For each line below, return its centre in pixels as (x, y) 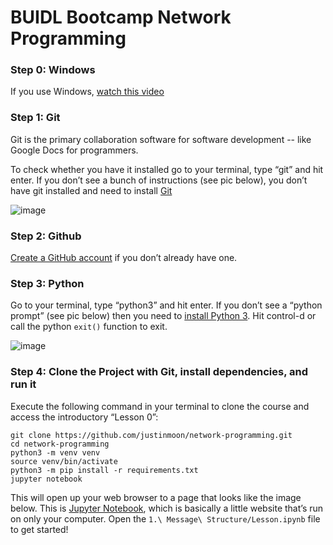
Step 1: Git (35, 118)
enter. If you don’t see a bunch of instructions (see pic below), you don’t (159, 180)
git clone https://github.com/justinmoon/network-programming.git (151, 435)
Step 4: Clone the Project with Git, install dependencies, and (159, 372)
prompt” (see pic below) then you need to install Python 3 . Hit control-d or (163, 316)
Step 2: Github (46, 236)
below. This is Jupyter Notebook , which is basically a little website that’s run (167, 508)
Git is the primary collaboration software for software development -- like (161, 139)
